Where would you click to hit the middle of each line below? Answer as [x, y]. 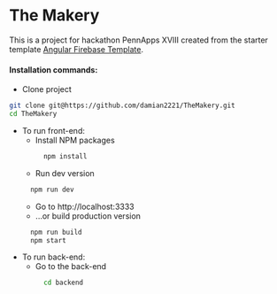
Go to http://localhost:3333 [85, 206]
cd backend [63, 283]
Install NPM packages [75, 140]
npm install [65, 156]
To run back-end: [54, 257]
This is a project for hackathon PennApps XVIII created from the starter [138, 40]
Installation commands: [54, 70]
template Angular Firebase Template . [77, 49]
